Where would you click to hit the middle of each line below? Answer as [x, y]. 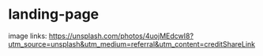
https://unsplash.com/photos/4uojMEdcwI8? [121, 36]
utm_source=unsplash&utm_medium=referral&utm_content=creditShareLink [132, 44]
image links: [28, 36]
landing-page [54, 14]
